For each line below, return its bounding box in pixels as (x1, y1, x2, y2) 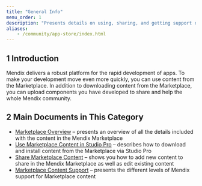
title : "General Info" (6, 8, 63, 15)
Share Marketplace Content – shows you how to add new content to (14, 154, 183, 161)
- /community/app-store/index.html (17, 31, 106, 37)
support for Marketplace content (14, 172, 96, 180)
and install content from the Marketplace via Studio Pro (14, 147, 152, 154)
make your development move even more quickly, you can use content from (6, 76, 195, 83)
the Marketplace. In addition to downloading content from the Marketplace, (6, 82, 192, 89)
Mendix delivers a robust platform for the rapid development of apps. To (6, 69, 185, 76)
